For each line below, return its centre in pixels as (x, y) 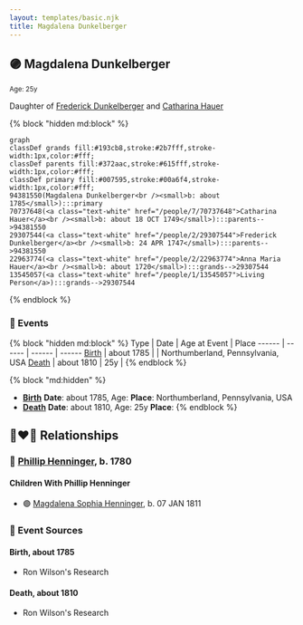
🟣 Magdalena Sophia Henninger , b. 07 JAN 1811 (112, 504)
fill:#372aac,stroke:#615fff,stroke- (149, 164)
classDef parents (42, 164)
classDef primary (42, 180)
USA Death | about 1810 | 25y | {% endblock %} (98, 362)
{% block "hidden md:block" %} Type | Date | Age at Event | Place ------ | (147, 343)
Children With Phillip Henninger (70, 483)
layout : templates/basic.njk (64, 18)
